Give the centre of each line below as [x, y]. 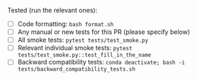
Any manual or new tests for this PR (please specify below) [104, 32]
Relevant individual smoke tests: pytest [75, 48]
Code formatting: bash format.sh [66, 24]
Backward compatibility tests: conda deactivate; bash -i [101, 62]
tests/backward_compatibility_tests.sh [77, 69]
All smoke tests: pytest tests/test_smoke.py [83, 40]
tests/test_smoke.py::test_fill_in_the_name [84, 55]
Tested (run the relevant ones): [52, 10]
